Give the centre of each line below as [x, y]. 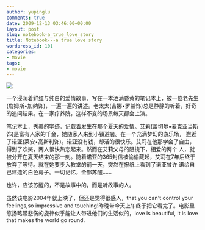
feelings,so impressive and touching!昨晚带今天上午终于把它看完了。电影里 [101, 206]
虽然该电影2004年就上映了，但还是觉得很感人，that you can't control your [100, 198]
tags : [13, 63]
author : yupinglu [28, 12]
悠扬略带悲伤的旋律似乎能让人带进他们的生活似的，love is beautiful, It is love [102, 214]
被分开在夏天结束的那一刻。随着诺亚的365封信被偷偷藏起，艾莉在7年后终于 [101, 157]
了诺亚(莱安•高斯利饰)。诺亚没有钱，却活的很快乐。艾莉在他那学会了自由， [101, 142]
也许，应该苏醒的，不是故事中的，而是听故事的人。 [70, 185]
